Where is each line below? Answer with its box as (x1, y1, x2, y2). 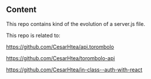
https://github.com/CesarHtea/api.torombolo (6, 43, 115, 50)
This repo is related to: (6, 32, 61, 39)
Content (6, 5, 37, 15)
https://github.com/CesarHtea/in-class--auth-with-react (6, 66, 143, 73)
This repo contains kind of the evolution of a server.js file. (6, 20, 146, 27)
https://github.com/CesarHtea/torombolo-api (6, 54, 115, 61)
